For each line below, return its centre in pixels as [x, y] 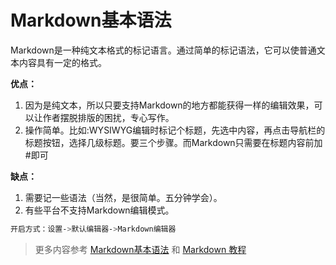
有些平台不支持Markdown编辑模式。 [99, 210]
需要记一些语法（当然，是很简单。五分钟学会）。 [123, 197]
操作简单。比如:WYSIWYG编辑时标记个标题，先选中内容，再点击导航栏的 [175, 130]
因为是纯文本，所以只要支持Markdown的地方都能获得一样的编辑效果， [169, 105]
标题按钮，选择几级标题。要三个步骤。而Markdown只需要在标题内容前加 [173, 142]
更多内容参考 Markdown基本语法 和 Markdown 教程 [140, 249]
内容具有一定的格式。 [62, 62]
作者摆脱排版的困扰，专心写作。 [108, 117]
